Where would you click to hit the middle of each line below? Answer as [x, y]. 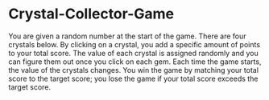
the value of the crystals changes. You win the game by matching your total [134, 70]
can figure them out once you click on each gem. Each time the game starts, [135, 62]
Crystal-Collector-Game [91, 14]
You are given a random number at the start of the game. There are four [127, 36]
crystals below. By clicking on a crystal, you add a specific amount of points [134, 44]
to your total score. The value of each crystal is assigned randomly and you [134, 53]
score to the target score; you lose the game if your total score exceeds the [133, 78]
